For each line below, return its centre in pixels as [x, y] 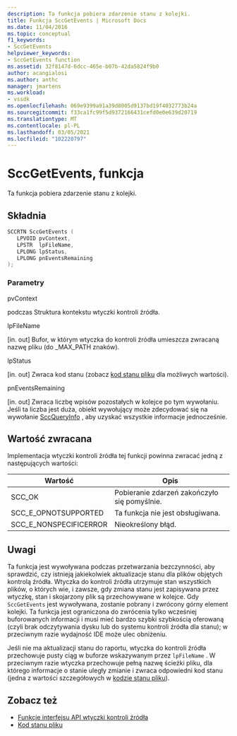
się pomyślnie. [138, 501]
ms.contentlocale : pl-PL [44, 125]
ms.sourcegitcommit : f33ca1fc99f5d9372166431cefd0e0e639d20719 [102, 112]
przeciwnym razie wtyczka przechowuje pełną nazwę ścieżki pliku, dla [110, 663]
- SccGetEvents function [44, 60]
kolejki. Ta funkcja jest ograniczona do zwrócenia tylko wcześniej [102, 612]
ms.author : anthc [33, 80]
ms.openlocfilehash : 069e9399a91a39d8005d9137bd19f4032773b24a [102, 106]
